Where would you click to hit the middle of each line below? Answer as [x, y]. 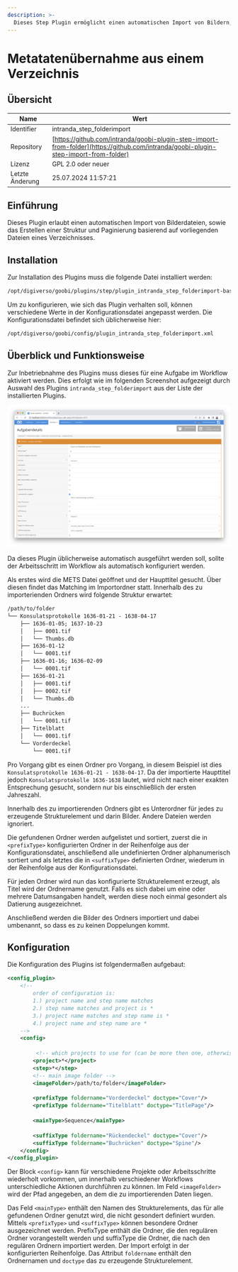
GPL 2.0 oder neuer [81, 164]
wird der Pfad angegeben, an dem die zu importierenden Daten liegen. [110, 1194]
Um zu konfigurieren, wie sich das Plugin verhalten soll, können [100, 305]
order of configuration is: [74, 994]
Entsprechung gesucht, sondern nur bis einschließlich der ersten [102, 787]
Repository [26, 146]
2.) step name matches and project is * [93, 1008]
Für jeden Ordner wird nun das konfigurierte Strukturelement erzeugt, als [114, 881]
